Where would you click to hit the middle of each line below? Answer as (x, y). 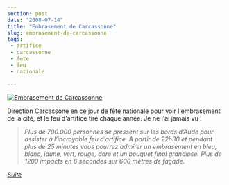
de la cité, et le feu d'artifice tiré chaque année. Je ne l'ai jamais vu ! (105, 118)
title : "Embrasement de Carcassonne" (62, 26)
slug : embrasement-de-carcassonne (57, 33)
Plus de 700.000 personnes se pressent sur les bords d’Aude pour (119, 132)
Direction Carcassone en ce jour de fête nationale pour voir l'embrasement (114, 111)
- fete (20, 59)
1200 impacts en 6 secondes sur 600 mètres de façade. (104, 161)
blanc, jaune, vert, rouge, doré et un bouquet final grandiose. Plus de (123, 154)
